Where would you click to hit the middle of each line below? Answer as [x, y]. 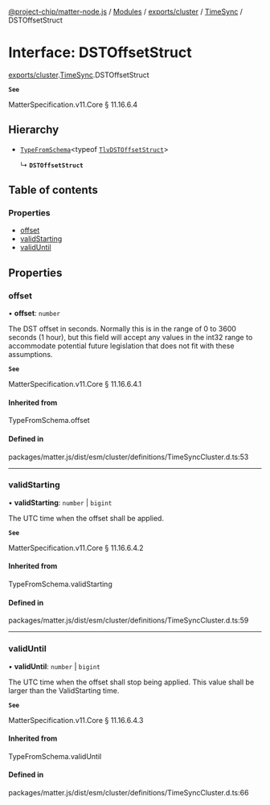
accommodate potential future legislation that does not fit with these [121, 346]
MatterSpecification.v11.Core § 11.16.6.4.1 [75, 384]
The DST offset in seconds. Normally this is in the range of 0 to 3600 [123, 329]
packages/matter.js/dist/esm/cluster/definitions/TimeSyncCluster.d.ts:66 [129, 792]
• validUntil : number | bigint [54, 666]
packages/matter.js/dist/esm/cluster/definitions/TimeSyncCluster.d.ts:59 [129, 620]
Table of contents [53, 190]
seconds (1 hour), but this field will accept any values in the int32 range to [131, 338]
